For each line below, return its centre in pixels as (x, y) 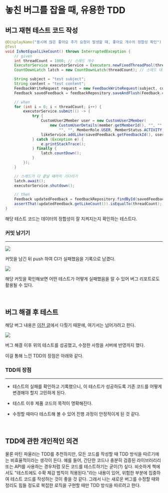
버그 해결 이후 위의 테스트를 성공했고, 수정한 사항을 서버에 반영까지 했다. (75, 345)
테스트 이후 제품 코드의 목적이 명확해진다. (52, 403)
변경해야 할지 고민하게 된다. (39, 393)
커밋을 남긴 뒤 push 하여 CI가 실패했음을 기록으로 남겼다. (60, 259)
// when (22, 102)
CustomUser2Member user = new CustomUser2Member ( (93, 121)
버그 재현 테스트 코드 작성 (42, 30)
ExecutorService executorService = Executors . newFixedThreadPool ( (85, 66)
